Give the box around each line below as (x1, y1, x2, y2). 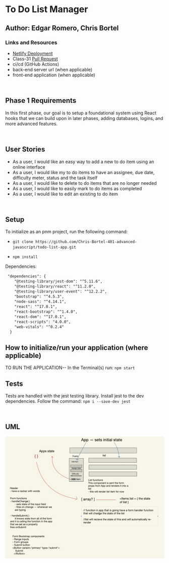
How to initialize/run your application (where (5, 343, 148, 352)
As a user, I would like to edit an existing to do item (12, 191, 118, 197)
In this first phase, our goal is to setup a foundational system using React (5, 110, 156, 116)
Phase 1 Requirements (5, 96, 77, 105)
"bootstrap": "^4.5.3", (14, 294, 65, 299)
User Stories (5, 145, 45, 154)
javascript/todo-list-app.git (12, 245, 77, 250)
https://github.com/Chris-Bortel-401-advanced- (35, 239, 137, 245)
